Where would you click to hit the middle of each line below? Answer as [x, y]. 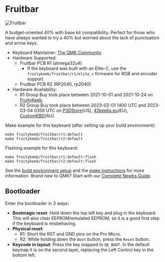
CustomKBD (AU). [37, 115]
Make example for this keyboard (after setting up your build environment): [81, 125]
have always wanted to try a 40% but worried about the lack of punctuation [82, 38]
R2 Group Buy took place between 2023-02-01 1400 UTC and [83, 105]
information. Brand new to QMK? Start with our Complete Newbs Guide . [78, 176]
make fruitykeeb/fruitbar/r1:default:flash [51, 157]
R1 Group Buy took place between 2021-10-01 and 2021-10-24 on [86, 95]
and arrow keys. [22, 43]
